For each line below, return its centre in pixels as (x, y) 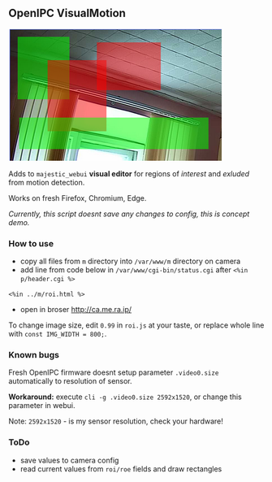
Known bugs (34, 355)
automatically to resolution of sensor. (70, 381)
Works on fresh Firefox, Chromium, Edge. (78, 198)
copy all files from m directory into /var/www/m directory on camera (130, 261)
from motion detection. (47, 182)
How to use (31, 243)
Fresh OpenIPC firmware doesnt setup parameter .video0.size (114, 372)
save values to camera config (69, 460)
